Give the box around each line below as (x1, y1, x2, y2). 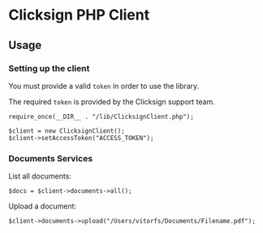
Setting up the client (8, 63, 90, 74)
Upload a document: (8, 201, 77, 211)
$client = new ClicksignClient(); (8, 126, 126, 135)
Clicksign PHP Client (8, 6, 150, 24)
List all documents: (8, 171, 71, 181)
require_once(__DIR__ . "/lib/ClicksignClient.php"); (8, 112, 195, 121)
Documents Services (8, 152, 93, 164)
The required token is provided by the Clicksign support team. (8, 96, 215, 107)
